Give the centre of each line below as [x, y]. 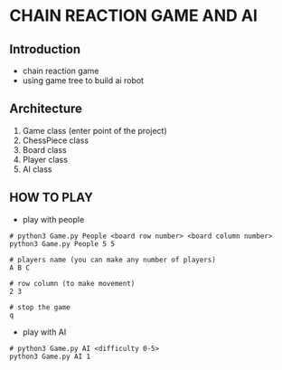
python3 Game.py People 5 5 [62, 244]
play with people [53, 219]
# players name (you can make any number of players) [113, 260]
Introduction [45, 49]
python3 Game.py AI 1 [50, 356]
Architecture [46, 109]
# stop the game [40, 307]
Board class [44, 149]
